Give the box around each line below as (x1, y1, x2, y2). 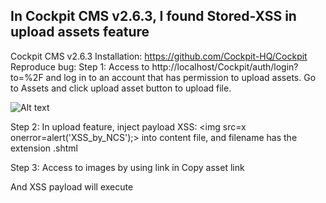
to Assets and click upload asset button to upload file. (10, 82, 232, 94)
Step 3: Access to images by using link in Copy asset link (10, 161, 245, 173)
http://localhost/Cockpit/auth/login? (151, 60, 299, 73)
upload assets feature (10, 24, 150, 41)
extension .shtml (10, 142, 78, 154)
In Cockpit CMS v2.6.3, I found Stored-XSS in (10, 8, 297, 25)
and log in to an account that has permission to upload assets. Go (45, 71, 317, 83)
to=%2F (10, 71, 44, 83)
